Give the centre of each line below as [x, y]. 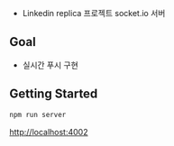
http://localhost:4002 [49, 132]
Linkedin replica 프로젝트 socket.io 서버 [94, 13]
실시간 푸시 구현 [50, 65]
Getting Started [54, 94]
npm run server [38, 114]
